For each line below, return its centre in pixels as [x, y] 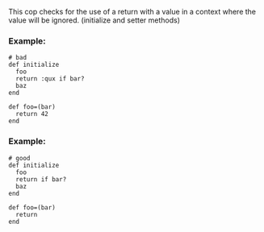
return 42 [32, 114]
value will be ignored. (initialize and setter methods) [94, 20]
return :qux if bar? [50, 79]
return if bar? [41, 179]
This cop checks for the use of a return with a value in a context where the [132, 12]
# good [19, 158]
